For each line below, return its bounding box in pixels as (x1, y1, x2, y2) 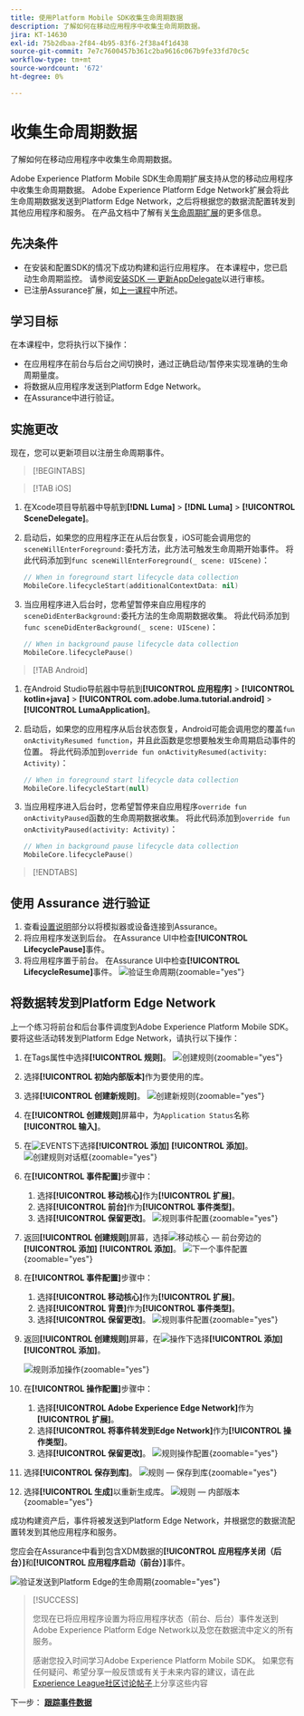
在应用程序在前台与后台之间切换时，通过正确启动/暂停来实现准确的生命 (23, 359, 289, 370)
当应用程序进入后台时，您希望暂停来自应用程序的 (23, 599, 206, 610)
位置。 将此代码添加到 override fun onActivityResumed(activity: (23, 746, 268, 757)
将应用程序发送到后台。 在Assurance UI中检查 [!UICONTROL (23, 932, 248, 943)
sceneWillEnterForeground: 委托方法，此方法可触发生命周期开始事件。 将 (23, 544, 294, 554)
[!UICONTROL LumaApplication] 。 (23, 704, 156, 715)
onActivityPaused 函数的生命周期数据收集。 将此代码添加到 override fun (23, 813, 290, 824)
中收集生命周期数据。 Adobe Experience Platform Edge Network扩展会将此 (10, 184, 290, 195)
